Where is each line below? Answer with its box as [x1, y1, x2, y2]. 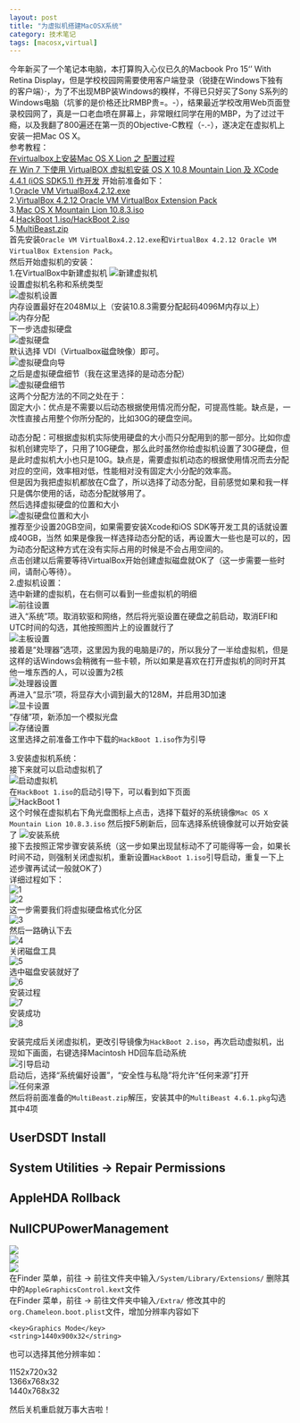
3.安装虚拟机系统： [9, 753, 79, 764]
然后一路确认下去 [9, 925, 72, 936]
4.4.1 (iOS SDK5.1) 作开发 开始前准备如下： [9, 175, 165, 186]
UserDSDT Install [9, 1130, 107, 1145]
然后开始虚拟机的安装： [9, 257, 96, 267]
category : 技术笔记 [9, 30, 77, 38]
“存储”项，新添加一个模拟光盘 [9, 712, 119, 723]
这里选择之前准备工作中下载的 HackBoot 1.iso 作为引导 [9, 734, 207, 745]
